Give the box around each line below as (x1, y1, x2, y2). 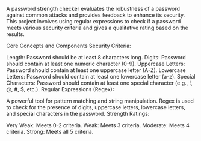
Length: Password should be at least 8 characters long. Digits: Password (6, 54, 186, 61)
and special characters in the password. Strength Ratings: (6, 110, 150, 117)
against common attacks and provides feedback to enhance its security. (6, 11, 185, 19)
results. (6, 31, 25, 38)
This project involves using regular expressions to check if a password (6, 18, 181, 25)
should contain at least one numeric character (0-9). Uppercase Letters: (6, 60, 185, 67)
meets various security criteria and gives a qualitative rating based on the (6, 24, 188, 31)
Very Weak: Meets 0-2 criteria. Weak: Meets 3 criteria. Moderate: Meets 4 (6, 122, 190, 128)
